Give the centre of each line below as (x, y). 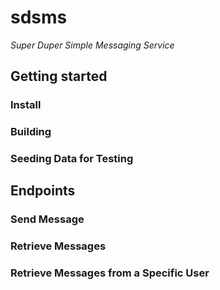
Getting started (59, 76)
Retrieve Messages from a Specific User (110, 273)
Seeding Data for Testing (72, 159)
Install (26, 105)
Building (31, 132)
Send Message (47, 219)
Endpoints (43, 191)
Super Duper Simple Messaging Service (92, 45)
